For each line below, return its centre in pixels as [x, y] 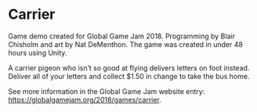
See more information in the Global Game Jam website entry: [107, 91]
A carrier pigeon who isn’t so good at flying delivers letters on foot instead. [129, 67]
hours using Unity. [38, 52]
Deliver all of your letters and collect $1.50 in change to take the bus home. [129, 76]
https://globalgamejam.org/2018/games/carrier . [85, 99]
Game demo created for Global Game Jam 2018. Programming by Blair [121, 36]
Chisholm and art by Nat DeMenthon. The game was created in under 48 [125, 44]
